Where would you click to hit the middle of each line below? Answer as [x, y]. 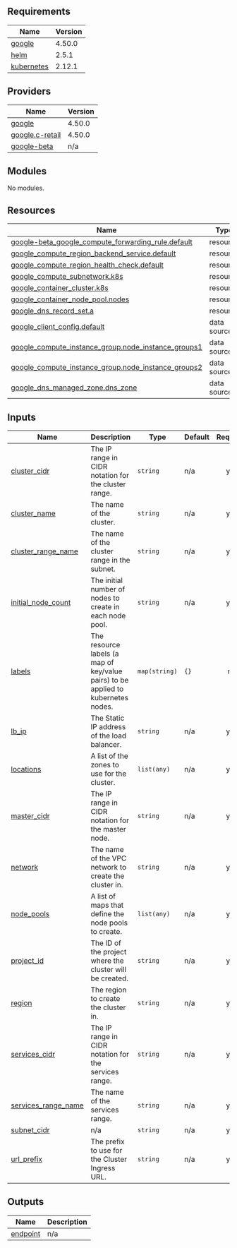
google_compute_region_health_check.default [87, 265]
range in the [110, 560]
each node [108, 616]
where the [108, 961]
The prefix [108, 1141]
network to [109, 868]
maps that [107, 905]
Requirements [39, 12]
